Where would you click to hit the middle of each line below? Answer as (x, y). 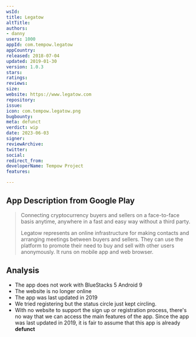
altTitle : (18, 23)
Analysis (23, 271)
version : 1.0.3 (25, 67)
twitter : (17, 150)
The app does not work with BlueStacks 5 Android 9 (78, 285)
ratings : (17, 78)
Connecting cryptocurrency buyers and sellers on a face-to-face (100, 215)
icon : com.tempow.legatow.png (44, 111)
